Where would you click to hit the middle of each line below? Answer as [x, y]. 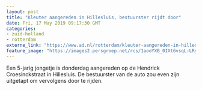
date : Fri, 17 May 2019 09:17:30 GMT [54, 23]
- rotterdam [21, 40]
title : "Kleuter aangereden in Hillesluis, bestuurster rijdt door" [94, 17]
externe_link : [24, 46]
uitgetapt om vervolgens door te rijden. [55, 80]
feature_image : [25, 51]
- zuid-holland [25, 34]
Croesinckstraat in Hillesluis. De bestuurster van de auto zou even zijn [93, 74]
